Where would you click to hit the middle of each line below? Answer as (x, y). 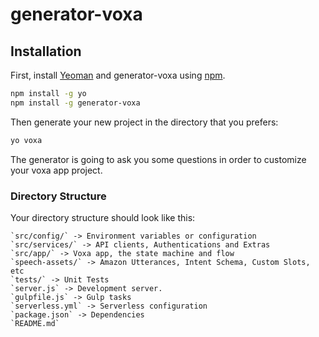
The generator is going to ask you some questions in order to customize (158, 159)
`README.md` (35, 323)
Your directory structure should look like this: (103, 217)
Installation (46, 51)
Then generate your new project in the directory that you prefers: (144, 122)
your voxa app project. (56, 170)
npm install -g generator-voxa (75, 103)
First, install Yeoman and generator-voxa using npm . (118, 75)
